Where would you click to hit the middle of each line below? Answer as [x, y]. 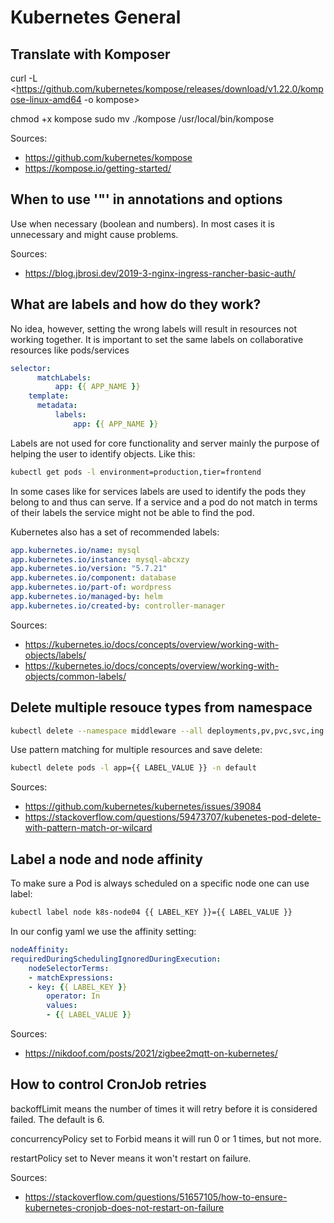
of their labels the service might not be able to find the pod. [132, 512]
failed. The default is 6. [57, 1119]
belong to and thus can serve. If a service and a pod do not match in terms [164, 502]
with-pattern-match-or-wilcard [88, 828]
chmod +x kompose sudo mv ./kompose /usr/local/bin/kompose [142, 119]
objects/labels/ [55, 655]
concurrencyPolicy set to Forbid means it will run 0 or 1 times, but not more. [166, 1138]
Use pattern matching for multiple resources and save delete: [136, 750]
